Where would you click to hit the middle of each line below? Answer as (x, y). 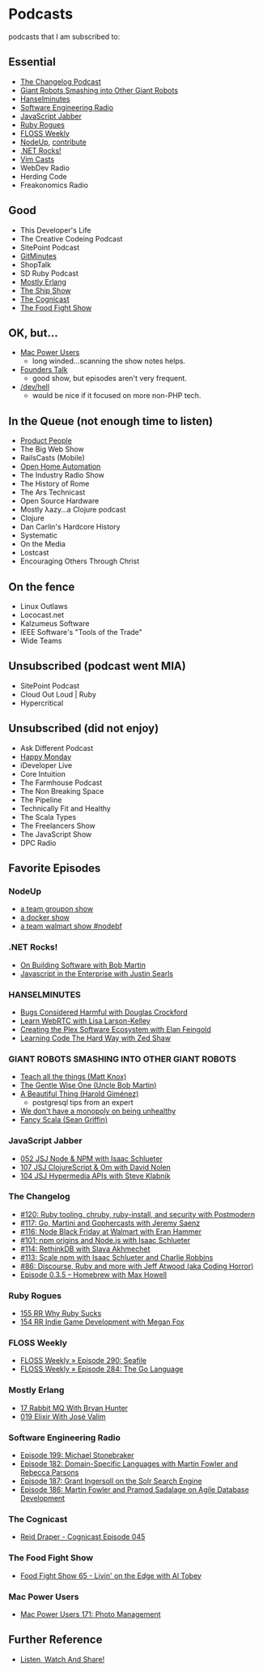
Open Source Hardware (59, 501)
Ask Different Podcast (57, 748)
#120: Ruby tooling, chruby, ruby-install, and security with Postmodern (138, 1214)
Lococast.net (42, 615)
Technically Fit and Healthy (65, 808)
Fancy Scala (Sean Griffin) (64, 1120)
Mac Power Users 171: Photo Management (90, 1614)
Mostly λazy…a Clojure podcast (73, 510)
